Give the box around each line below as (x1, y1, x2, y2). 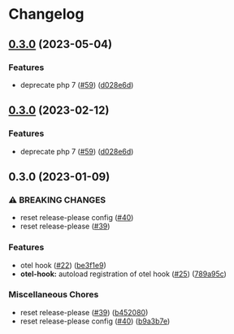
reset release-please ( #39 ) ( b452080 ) (19, 307, 149, 317)
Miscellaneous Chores (8, 289, 99, 301)
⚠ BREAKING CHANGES (8, 194, 106, 206)
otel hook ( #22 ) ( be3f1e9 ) (19, 260, 107, 270)
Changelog (8, 5, 84, 24)
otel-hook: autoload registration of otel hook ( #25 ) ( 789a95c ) (19, 269, 227, 279)
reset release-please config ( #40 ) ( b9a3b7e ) (19, 316, 171, 326)
